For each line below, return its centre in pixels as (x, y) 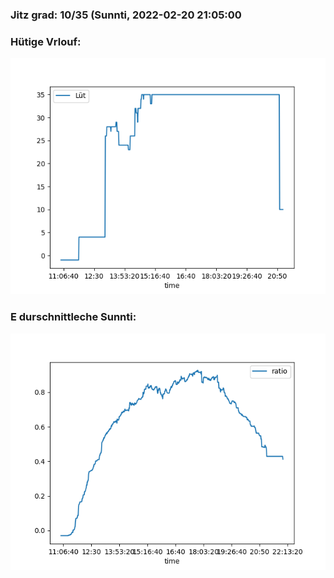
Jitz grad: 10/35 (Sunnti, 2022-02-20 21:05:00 (126, 15)
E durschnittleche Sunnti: (73, 317)
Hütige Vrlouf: (46, 41)
